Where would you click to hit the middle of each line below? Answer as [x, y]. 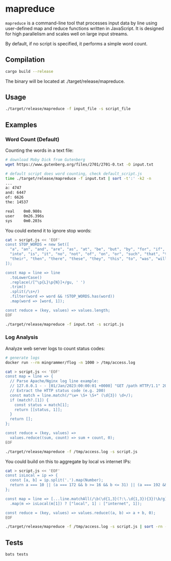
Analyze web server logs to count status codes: [55, 348]
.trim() [18, 287]
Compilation [25, 60]
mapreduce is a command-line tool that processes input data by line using [81, 23]
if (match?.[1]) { [30, 400]
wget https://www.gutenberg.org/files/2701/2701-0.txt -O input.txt [79, 164]
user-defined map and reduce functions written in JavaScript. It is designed [85, 28]
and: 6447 [16, 193]
